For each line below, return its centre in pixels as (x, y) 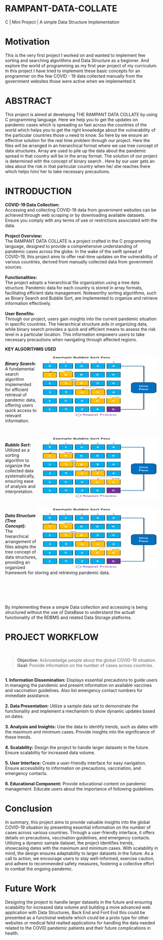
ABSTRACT (28, 101)
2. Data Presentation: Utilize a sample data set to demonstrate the (72, 706)
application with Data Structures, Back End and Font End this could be (75, 912)
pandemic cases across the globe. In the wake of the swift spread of (74, 251)
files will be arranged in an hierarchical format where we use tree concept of (82, 145)
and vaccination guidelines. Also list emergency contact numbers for (74, 690)
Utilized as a (18, 450)
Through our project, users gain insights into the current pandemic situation (81, 319)
